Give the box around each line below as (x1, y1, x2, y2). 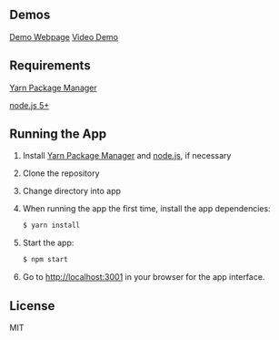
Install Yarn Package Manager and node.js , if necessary (22, 150, 232, 161)
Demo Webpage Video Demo (9, 31, 118, 42)
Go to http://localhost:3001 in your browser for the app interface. (22, 272, 265, 283)
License (9, 298, 55, 314)
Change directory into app (22, 186, 121, 197)
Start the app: (22, 237, 75, 249)
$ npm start (22, 255, 68, 264)
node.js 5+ (9, 99, 50, 110)
